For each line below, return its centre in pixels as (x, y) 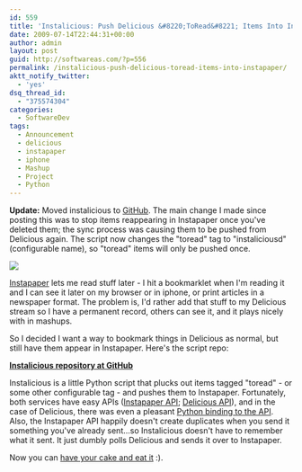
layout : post (34, 51)
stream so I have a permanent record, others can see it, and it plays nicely (147, 312)
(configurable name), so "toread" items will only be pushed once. (130, 249)
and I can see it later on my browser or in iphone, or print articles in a (137, 292)
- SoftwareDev (44, 118)
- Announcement (46, 135)
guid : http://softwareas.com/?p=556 (78, 59)
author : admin (36, 43)
